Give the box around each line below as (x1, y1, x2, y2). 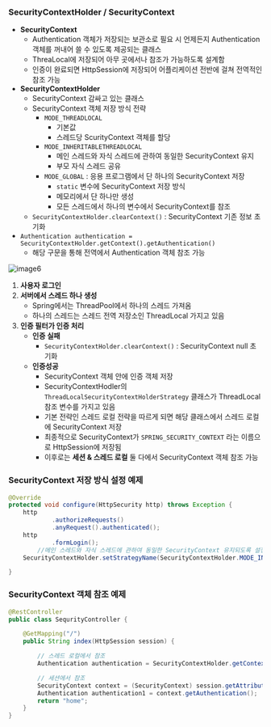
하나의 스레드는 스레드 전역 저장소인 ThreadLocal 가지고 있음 (31, 311, 225, 321)
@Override (8, 493, 42, 501)
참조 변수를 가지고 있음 (44, 402, 116, 412)
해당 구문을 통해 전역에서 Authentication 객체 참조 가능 (31, 247, 206, 257)
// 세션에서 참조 (37, 674, 85, 682)
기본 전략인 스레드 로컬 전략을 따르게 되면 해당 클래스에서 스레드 (44, 412, 244, 422)
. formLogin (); (51, 539, 99, 547)
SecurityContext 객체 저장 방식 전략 (31, 104, 147, 113)
